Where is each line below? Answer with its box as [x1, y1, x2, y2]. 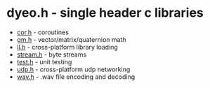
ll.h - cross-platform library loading [16, 43, 119, 51]
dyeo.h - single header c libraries [6, 5, 204, 21]
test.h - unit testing [16, 57, 72, 66]
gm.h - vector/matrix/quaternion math [16, 35, 126, 43]
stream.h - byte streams [16, 50, 87, 59]
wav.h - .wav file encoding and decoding [16, 72, 135, 81]
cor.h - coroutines [16, 28, 70, 36]
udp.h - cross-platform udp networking [16, 65, 131, 73]
